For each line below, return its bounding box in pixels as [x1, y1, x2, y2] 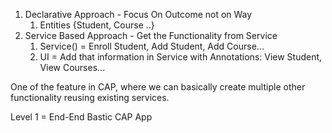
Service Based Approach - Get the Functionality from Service [24, 30, 278, 41]
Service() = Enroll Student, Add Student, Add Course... [39, 40, 265, 52]
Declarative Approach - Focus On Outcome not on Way [24, 9, 253, 20]
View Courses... [39, 62, 106, 73]
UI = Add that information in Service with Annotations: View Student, [39, 51, 323, 63]
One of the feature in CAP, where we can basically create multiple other [10, 81, 306, 93]
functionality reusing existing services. [10, 92, 170, 103]
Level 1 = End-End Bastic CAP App [10, 111, 153, 123]
